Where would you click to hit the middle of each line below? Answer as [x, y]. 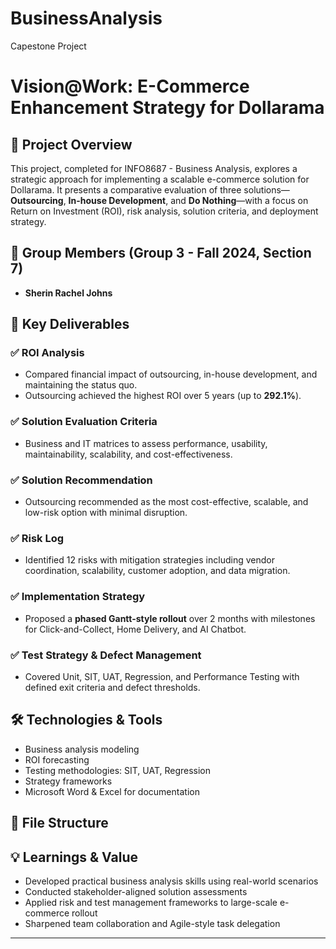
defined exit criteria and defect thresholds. [112, 687]
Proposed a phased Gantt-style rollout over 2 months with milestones [170, 618]
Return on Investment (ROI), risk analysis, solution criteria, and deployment [164, 211]
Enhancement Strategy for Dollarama [167, 108]
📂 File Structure [59, 823]
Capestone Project [48, 46]
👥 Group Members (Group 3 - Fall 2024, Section [161, 253]
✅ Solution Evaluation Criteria [84, 422]
